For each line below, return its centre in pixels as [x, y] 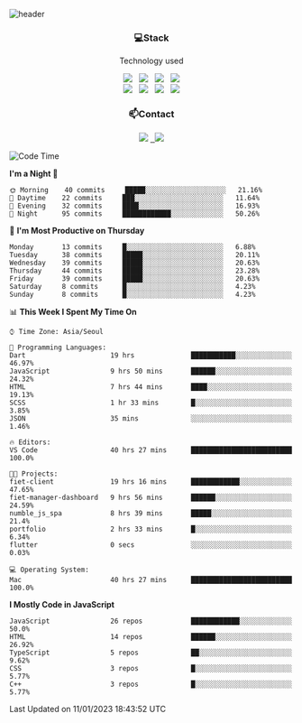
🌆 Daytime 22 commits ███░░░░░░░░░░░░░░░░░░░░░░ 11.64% [134, 198]
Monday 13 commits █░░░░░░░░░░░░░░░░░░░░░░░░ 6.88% [133, 247]
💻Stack [151, 38]
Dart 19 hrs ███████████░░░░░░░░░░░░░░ [151, 355]
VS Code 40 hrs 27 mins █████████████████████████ [151, 450]
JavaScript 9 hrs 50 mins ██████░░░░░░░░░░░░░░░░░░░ [151, 371]
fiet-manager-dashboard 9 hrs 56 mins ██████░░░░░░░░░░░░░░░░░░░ [151, 497]
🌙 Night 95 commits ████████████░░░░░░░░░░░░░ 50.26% [134, 213]
